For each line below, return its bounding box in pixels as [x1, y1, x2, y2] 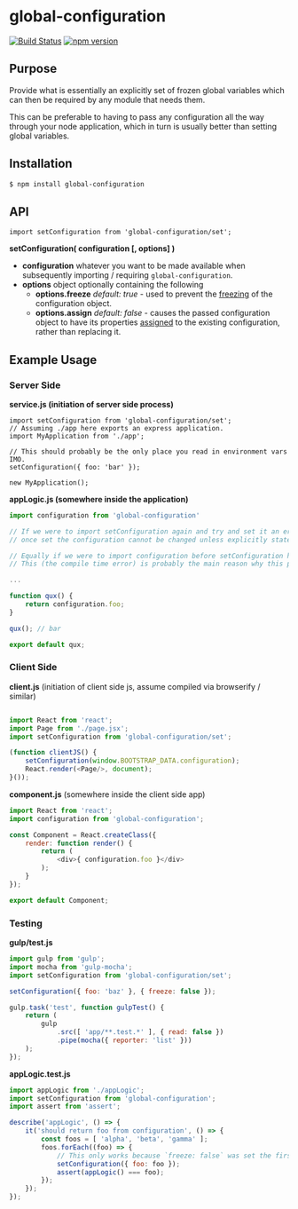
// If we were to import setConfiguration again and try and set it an [9, 526, 279, 536]
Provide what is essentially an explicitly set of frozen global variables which [9, 84, 286, 95]
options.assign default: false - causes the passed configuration [35, 308, 271, 319]
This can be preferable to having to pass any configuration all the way [9, 111, 264, 122]
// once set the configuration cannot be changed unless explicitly [9, 535, 268, 544]
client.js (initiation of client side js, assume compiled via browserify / [9, 681, 261, 691]
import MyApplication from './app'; [9, 431, 145, 440]
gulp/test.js [9, 937, 53, 948]
